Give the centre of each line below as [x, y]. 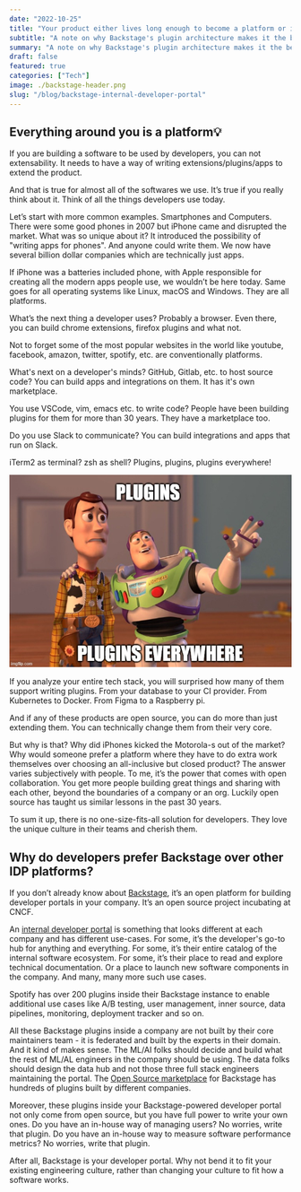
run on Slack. [34, 445]
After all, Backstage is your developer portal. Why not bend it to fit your [141, 1161]
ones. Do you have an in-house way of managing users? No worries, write [146, 1125]
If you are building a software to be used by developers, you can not [135, 153]
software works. [39, 1180]
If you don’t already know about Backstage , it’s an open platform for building [150, 893]
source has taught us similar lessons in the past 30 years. [116, 802]
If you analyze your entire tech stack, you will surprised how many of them [147, 682]
